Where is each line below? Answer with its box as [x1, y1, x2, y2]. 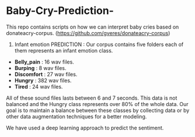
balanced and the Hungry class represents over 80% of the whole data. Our [6, 100, 189, 107]
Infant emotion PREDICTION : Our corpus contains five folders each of [14, 41, 184, 48]
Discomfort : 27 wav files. [14, 71, 78, 78]
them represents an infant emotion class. [14, 47, 113, 54]
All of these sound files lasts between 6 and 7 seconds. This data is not [6, 94, 177, 101]
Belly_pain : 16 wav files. [14, 58, 74, 65]
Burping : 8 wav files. [14, 64, 67, 71]
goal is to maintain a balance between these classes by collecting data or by [6, 107, 190, 114]
